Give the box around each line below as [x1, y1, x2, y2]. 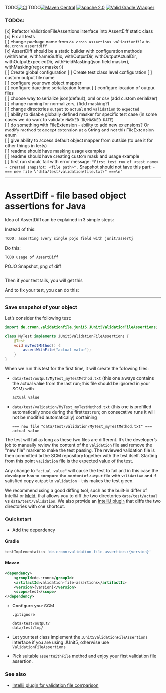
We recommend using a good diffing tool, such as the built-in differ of [5, 487, 147, 494]
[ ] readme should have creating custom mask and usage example [5, 153, 140, 159]
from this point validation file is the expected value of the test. [5, 458, 133, 464]
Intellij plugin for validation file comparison [12, 682, 99, 688]
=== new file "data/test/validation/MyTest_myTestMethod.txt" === [12, 424, 152, 429]
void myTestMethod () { [14, 343, 61, 348]
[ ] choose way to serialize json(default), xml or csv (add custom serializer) [5, 95, 158, 101]
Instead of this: [5, 226, 36, 232]
